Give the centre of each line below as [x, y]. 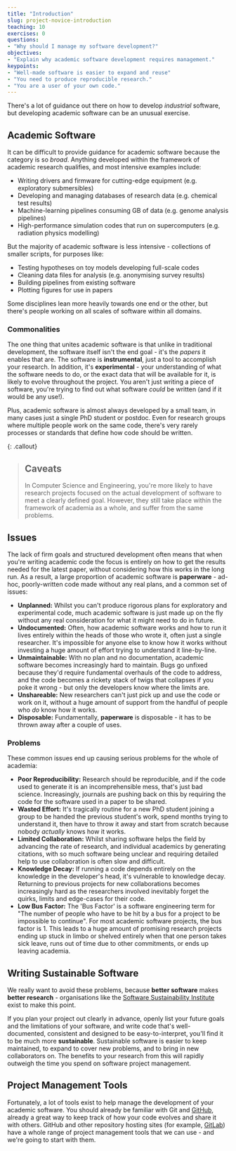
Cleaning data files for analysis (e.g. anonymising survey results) [111, 275]
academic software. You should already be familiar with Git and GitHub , [111, 1110]
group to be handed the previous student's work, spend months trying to [123, 817]
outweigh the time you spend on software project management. [99, 1064]
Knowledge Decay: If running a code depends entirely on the [106, 869]
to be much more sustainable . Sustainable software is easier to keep [107, 1041]
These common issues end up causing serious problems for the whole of [113, 758]
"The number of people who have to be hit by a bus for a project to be [119, 913]
